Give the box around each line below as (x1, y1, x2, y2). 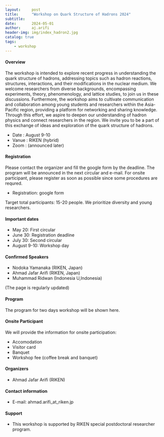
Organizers (5, 366, 29, 372)
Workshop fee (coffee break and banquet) (12, 354, 98, 360)
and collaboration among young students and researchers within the (5, 101, 144, 107)
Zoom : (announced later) (12, 142, 64, 148)
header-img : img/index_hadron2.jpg (5, 30, 78, 35)
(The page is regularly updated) (5, 285, 70, 291)
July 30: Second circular (12, 237, 63, 243)
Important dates (5, 216, 39, 222)
